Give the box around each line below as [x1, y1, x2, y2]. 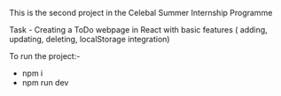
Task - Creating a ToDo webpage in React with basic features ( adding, [9, 25, 268, 34]
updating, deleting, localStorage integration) [9, 34, 170, 44]
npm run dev [21, 78, 69, 87]
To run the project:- [9, 51, 81, 61]
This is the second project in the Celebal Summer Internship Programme [9, 8, 273, 18]
